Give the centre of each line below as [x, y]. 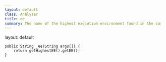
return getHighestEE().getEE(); [47, 51]
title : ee [15, 19]
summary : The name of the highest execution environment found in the [79, 23]
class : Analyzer [21, 14]
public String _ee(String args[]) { [42, 46]
